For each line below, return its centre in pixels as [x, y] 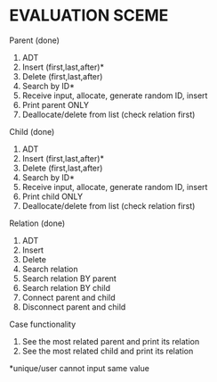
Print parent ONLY [56, 104]
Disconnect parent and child [74, 307]
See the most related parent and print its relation [111, 341]
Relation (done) [37, 223]
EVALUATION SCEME [89, 16]
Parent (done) [35, 40]
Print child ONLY [52, 196]
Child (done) [32, 131]
